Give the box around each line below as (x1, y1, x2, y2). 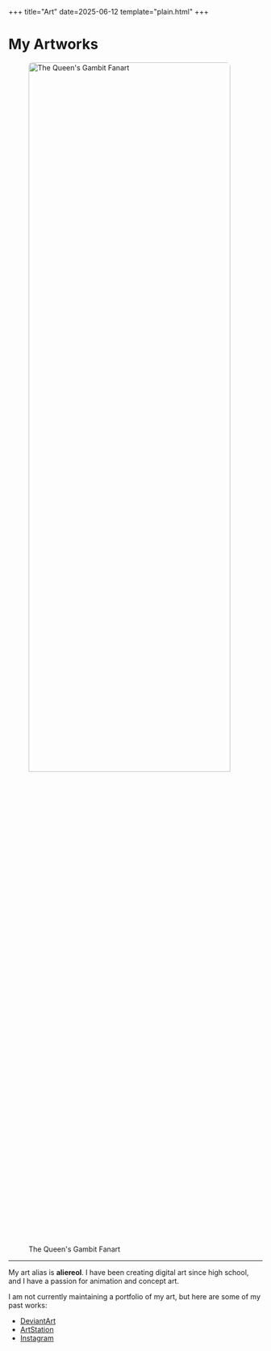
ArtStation (19, 1324, 54, 1334)
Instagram (19, 1333, 54, 1343)
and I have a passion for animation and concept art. (8, 1276, 180, 1286)
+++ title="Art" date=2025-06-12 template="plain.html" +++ (8, 7, 210, 16)
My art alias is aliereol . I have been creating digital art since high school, (8, 1267, 249, 1277)
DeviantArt (19, 1315, 56, 1325)
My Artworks (8, 36, 98, 53)
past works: (8, 1300, 48, 1310)
